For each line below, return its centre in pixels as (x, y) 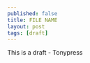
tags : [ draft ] (28, 33)
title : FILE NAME (32, 20)
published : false (32, 13)
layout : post (26, 26)
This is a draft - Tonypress (45, 53)
